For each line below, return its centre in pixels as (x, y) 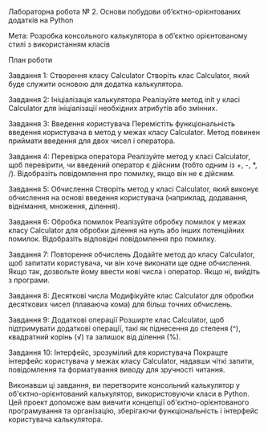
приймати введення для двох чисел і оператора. (92, 141)
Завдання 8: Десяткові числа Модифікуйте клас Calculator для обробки (131, 296)
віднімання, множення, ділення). (64, 206)
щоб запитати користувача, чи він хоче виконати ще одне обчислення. (130, 263)
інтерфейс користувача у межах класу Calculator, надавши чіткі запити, (131, 361)
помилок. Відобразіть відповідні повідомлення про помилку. (112, 239)
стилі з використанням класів (59, 44)
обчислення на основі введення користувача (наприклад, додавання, (128, 197)
